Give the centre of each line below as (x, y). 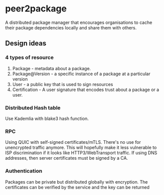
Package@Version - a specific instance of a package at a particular (81, 74)
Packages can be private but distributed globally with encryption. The (77, 182)
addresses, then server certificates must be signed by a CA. (67, 158)
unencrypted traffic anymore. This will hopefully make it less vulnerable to (81, 148)
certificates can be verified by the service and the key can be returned (78, 187)
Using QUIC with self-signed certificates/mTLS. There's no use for (73, 142)
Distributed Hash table (33, 107)
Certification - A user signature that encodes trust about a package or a (86, 90)
